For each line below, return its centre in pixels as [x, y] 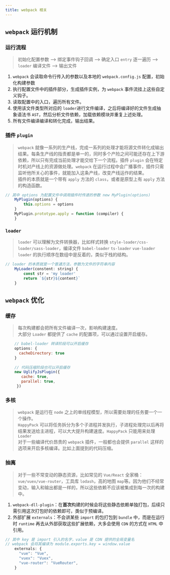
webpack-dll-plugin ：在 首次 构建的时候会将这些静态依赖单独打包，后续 [87, 505]
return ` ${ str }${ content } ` [52, 278]
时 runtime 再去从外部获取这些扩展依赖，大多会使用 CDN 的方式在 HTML [85, 523]
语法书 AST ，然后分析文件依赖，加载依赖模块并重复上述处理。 [81, 115]
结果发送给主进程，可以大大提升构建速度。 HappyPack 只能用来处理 [87, 431]
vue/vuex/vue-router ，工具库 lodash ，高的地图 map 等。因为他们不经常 [91, 481]
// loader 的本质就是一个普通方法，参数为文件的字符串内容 [60, 264]
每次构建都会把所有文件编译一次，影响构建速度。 [69, 328]
